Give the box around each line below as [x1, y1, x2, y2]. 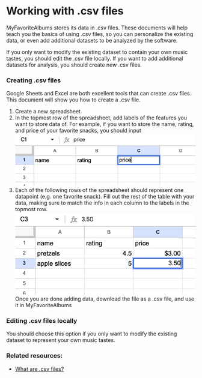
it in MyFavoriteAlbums [14, 301, 72, 308]
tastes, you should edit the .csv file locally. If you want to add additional [6, 55, 183, 62]
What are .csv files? [14, 365, 64, 373]
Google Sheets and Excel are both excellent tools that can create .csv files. [6, 90, 192, 97]
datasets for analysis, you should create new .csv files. [6, 61, 142, 68]
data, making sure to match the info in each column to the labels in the [14, 199, 189, 206]
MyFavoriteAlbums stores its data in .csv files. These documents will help [6, 24, 188, 31]
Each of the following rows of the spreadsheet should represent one [14, 186, 184, 193]
